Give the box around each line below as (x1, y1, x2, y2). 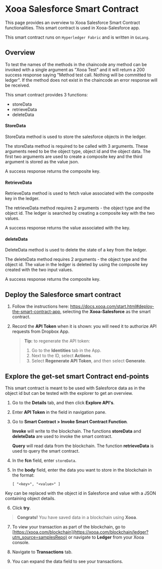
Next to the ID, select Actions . (31, 353, 92, 359)
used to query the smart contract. (12, 448, 80, 454)
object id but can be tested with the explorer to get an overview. (5, 390, 133, 396)
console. (12, 539, 30, 545)
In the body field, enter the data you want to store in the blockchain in (12, 467, 152, 473)
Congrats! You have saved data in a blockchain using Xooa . (17, 514, 138, 520)
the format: (12, 472, 35, 478)
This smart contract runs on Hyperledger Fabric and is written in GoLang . (5, 34, 150, 40)
